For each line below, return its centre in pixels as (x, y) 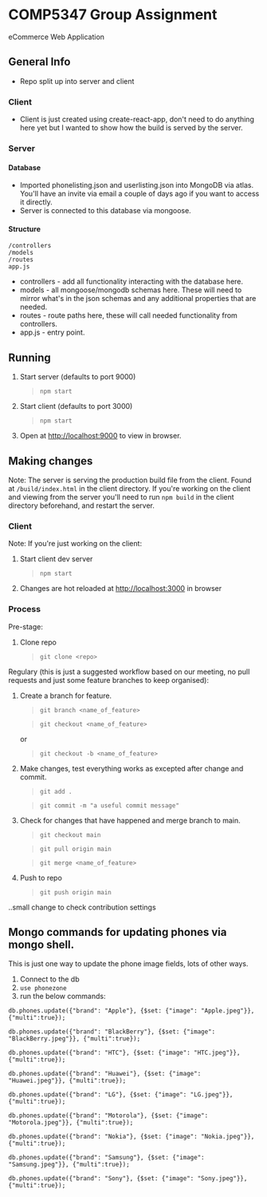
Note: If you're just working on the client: (75, 544)
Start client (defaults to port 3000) (76, 406)
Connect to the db (49, 979)
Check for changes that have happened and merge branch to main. (130, 820)
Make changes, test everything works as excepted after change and (132, 768)
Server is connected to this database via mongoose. (105, 211)
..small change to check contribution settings (82, 907)
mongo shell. (41, 944)
